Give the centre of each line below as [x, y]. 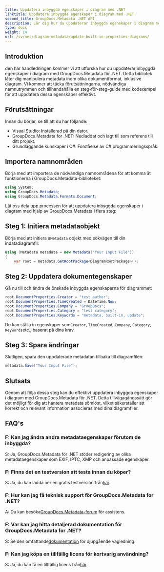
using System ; [20, 187]
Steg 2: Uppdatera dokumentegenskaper [69, 276]
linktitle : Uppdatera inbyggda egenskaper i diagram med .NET [70, 14]
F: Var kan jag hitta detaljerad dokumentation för [64, 525]
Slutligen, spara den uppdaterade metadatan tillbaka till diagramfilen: [74, 357]
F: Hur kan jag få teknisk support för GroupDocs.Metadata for [79, 495]
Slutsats [18, 381]
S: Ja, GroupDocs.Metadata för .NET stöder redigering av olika [68, 454]
